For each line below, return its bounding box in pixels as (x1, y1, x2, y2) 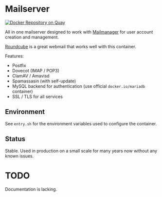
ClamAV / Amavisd (12, 73, 50, 79)
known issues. (5, 153, 34, 159)
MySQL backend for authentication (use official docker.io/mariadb (12, 83, 145, 89)
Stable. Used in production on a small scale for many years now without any (5, 148, 157, 154)
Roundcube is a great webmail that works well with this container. (5, 43, 136, 49)
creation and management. (5, 34, 59, 40)
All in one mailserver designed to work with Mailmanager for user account (5, 29, 153, 35)
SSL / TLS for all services (12, 94, 63, 99)
